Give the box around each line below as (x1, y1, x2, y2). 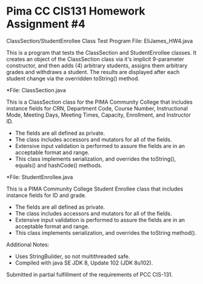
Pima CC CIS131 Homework (6, 4, 145, 18)
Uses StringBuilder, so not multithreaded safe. (15, 252, 130, 260)
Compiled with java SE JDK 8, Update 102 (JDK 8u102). (15, 259, 153, 266)
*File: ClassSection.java (6, 86, 66, 93)
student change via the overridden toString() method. (6, 75, 140, 82)
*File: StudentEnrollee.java (6, 173, 73, 180)
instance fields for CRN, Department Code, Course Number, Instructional (6, 104, 188, 112)
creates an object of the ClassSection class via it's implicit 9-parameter (6, 55, 185, 63)
